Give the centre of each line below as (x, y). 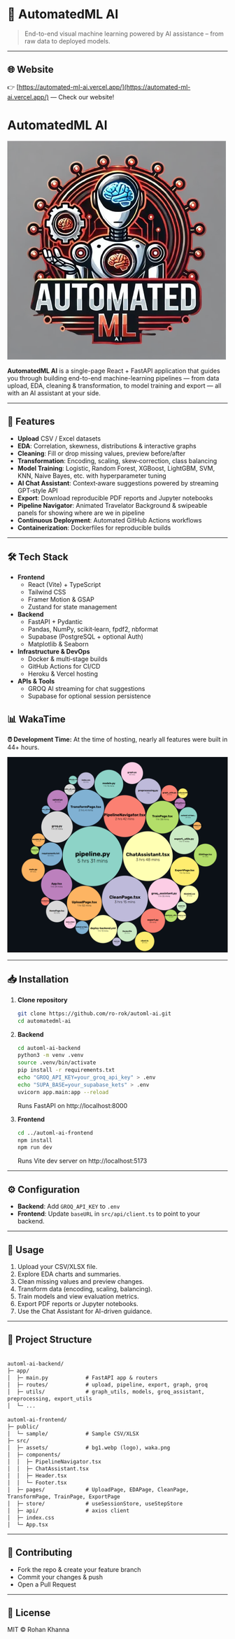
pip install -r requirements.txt (66, 1070)
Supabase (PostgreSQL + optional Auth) (85, 637)
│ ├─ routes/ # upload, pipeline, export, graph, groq (108, 1384)
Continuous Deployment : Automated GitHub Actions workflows (109, 520)
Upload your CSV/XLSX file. (57, 1266)
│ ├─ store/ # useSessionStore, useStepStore (95, 1503)
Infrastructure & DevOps (54, 652)
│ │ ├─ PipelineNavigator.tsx (54, 1461)
